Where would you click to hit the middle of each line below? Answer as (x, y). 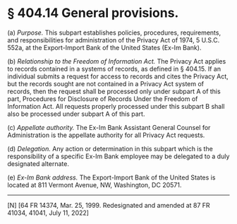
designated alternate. (38, 163)
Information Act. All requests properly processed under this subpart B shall (116, 106)
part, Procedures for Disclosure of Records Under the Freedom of (103, 99)
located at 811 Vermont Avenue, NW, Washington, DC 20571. (95, 184)
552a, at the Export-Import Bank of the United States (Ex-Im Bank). (104, 47)
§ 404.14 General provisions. (93, 13)
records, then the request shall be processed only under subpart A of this (114, 91)
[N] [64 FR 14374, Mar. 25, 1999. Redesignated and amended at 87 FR (109, 205)
